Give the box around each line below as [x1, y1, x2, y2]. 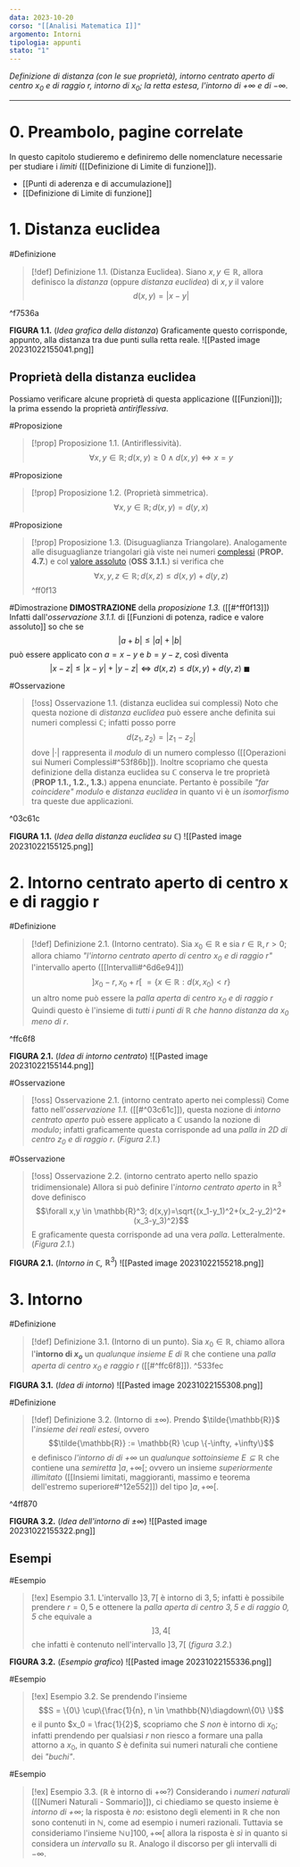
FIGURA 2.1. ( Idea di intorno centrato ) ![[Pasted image [9, 1050, 208, 1062]
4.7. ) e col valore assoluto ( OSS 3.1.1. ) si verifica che [30, 555, 225, 567]
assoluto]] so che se [9, 621, 85, 632]
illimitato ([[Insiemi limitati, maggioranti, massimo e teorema [30, 1472, 251, 1482]
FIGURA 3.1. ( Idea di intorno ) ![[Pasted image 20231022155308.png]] [9, 1380, 263, 1390]
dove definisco [30, 1191, 87, 1202]
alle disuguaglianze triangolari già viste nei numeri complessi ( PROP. [30, 546, 284, 557]
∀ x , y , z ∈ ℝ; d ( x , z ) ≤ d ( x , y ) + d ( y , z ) [93, 570, 229, 581]
